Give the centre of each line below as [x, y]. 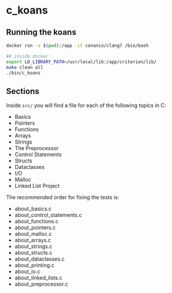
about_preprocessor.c [41, 284]
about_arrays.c [33, 240]
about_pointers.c [35, 227]
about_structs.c [34, 253]
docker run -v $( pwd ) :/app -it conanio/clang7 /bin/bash [77, 45]
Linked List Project [37, 186]
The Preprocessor [37, 148]
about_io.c [27, 272]
